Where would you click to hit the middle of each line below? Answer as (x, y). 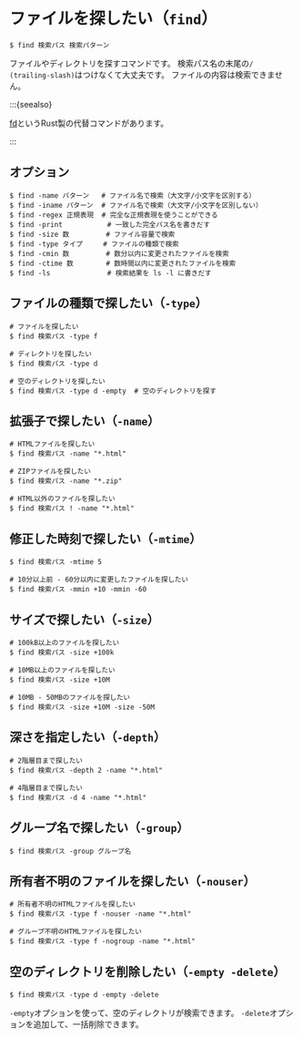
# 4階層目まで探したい (46, 788)
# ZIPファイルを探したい (50, 472)
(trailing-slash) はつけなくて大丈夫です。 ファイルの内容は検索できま (142, 75)
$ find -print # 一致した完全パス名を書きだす (110, 224)
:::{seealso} (31, 104)
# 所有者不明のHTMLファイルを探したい (73, 904)
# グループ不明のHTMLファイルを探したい (76, 932)
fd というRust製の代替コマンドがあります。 (89, 123)
